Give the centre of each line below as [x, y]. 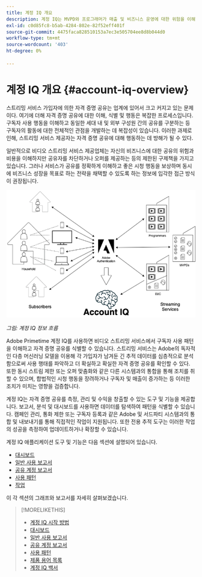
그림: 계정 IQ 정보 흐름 [32, 328]
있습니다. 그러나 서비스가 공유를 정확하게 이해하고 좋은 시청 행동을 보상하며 [94, 165]
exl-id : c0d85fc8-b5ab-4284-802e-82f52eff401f [66, 25]
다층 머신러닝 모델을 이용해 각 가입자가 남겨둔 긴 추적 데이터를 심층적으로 [97, 356]
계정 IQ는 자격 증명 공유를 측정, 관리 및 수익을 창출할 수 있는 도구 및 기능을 [93, 399]
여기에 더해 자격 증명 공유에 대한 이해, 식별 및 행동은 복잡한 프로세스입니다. [106, 115]
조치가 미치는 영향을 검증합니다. [43, 386]
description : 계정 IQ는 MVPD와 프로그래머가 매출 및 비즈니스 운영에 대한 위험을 [95, 19]
